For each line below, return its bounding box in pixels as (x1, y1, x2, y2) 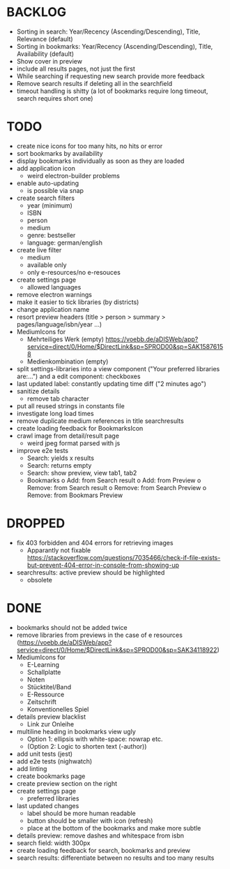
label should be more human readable (26, 809, 137, 817)
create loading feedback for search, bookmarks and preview (16, 846, 191, 854)
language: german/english (26, 238, 102, 247)
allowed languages (26, 282, 82, 291)
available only (26, 260, 67, 269)
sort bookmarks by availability (16, 149, 103, 157)
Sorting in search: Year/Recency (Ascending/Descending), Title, (16, 27, 201, 36)
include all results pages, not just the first (16, 64, 135, 73)
